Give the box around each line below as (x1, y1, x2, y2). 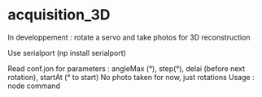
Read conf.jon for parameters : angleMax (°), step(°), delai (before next (7, 63, 246, 74)
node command (7, 81, 60, 91)
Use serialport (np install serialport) (7, 48, 127, 57)
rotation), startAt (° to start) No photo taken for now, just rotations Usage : (7, 72, 255, 82)
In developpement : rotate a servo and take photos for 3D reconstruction (7, 32, 251, 42)
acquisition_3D (7, 6, 111, 24)
